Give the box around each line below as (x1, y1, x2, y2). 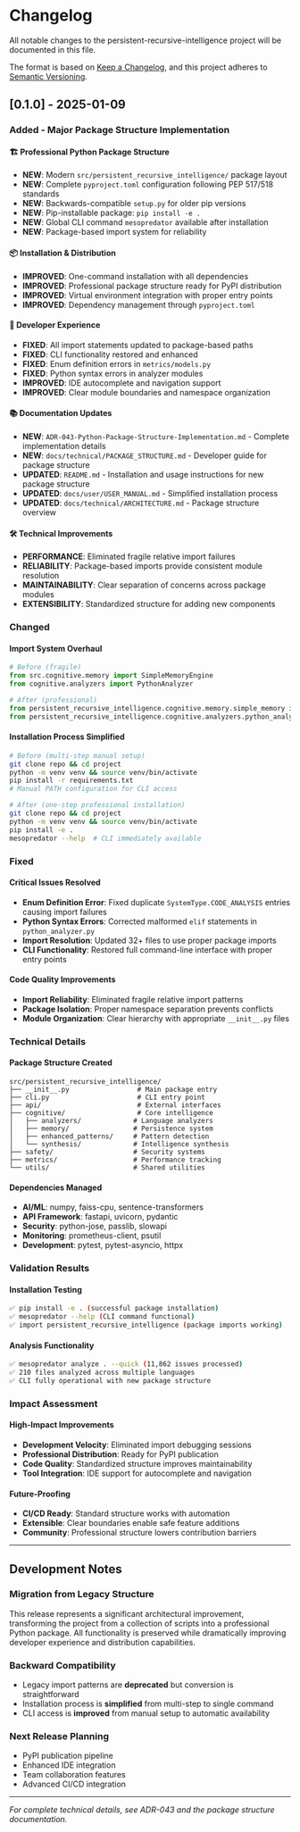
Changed (9, 621, 51, 634)
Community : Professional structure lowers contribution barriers (21, 1528, 257, 1538)
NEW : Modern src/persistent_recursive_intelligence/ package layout (21, 170, 287, 180)
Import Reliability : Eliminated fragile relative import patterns (21, 994, 244, 1004)
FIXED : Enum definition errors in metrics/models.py (21, 358, 212, 369)
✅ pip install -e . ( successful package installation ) (9, 1304, 220, 1313)
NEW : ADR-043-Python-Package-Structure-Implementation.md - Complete (21, 431, 290, 442)
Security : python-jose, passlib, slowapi (21, 1220, 168, 1232)
